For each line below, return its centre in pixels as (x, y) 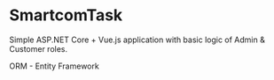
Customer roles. (39, 48)
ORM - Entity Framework (54, 66)
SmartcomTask (66, 15)
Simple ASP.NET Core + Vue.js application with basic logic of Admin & (137, 40)
